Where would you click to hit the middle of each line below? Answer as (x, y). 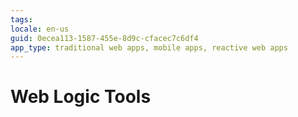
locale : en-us (40, 29)
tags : (21, 19)
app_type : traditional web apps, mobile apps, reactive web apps (149, 47)
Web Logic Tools (81, 97)
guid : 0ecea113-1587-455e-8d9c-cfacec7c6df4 (104, 38)
